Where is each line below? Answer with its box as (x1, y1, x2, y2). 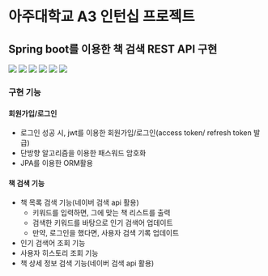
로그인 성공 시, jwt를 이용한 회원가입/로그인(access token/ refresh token (19, 128, 253, 138)
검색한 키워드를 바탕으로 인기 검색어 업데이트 (32, 218, 173, 227)
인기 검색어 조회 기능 (19, 238, 86, 248)
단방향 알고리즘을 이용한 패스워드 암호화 (19, 148, 147, 158)
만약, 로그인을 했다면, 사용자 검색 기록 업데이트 (32, 228, 180, 238)
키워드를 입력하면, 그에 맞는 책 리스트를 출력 (32, 208, 171, 218)
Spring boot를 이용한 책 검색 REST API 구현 (8, 42, 218, 56)
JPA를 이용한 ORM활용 (19, 159, 93, 168)
